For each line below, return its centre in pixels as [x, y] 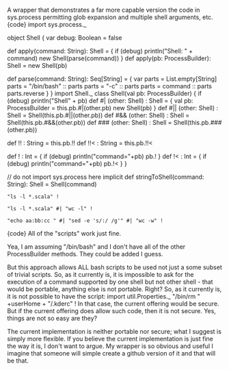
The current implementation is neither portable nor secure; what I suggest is [114, 331]
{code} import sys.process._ [47, 24]
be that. [18, 360]
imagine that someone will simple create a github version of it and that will [111, 353]
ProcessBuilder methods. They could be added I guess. [85, 254]
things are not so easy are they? [52, 318]
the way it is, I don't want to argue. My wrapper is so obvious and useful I [110, 346]
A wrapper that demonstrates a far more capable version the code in [104, 10]
